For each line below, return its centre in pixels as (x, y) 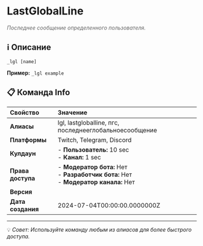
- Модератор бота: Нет (92, 167)
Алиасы (22, 126)
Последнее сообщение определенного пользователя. (77, 28)
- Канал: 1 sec (79, 157)
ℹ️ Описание (29, 47)
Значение (73, 112)
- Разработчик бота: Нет (95, 174)
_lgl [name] (22, 61)
